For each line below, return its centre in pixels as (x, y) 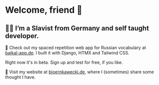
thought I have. (20, 77)
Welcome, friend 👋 (44, 10)
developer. (22, 36)
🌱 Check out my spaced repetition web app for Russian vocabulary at (76, 48)
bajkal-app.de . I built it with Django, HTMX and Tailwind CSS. (67, 53)
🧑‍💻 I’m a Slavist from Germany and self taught (77, 28)
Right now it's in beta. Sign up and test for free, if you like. (64, 62)
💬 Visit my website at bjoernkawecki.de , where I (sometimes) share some (79, 72)
